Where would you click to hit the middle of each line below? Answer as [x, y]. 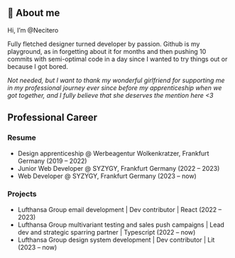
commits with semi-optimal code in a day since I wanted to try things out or [117, 59]
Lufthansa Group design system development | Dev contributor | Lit [116, 240]
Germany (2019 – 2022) [52, 161]
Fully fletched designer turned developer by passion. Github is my [104, 44]
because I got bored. [38, 66]
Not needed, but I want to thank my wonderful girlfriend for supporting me [116, 80]
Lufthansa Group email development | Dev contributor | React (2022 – [120, 209]
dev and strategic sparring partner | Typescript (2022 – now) [106, 232]
